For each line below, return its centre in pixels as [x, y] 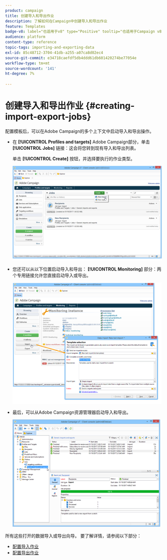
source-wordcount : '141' [31, 68]
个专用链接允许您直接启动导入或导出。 [51, 275]
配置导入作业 [25, 547]
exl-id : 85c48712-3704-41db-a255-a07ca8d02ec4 [54, 52]
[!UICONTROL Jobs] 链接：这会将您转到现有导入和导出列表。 [76, 148]
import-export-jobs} [48, 117]
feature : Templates [25, 26]
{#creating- [110, 106]
